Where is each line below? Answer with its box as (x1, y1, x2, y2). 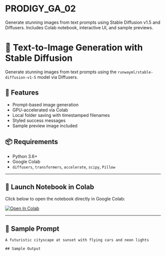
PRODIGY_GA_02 (5, 3, 76, 14)
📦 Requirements (5, 138, 58, 146)
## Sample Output (5, 246, 41, 252)
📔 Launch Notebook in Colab (5, 183, 94, 191)
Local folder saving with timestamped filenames (12, 112, 110, 118)
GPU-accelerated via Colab (12, 107, 68, 113)
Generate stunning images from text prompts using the (5, 69, 117, 75)
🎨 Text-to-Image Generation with (5, 42, 143, 53)
